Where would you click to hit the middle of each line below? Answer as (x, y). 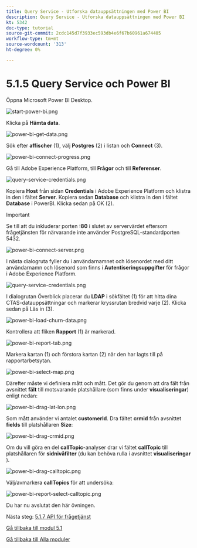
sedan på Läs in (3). (30, 309)
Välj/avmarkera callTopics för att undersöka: (60, 482)
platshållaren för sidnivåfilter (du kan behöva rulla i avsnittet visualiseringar (98, 453)
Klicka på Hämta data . (33, 122)
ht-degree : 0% (23, 50)
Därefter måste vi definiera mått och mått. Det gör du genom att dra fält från (98, 383)
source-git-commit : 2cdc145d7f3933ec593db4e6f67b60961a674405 (84, 33)
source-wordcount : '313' (36, 45)
